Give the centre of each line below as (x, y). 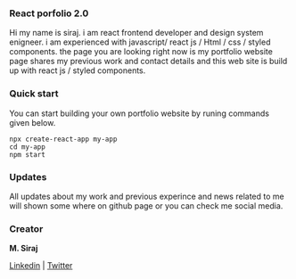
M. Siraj (24, 249)
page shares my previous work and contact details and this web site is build (148, 62)
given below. (33, 122)
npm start (28, 154)
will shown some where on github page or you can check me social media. (146, 205)
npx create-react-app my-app (63, 139)
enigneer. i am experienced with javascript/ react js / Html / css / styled (140, 42)
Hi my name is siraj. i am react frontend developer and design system (136, 33)
